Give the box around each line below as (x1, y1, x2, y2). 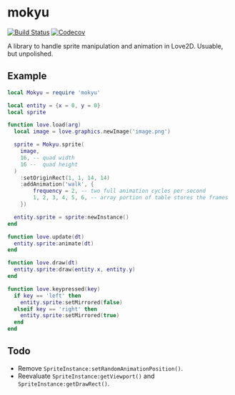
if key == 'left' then (14, 292, 81, 299)
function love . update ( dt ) (7, 233, 84, 240)
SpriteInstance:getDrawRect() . (17, 379, 110, 388)
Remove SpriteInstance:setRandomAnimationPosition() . (17, 364, 184, 372)
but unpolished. (7, 49, 54, 58)
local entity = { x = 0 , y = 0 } (7, 101, 101, 109)
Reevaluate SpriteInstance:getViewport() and (17, 371, 155, 380)
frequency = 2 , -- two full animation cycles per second (33, 187, 206, 195)
